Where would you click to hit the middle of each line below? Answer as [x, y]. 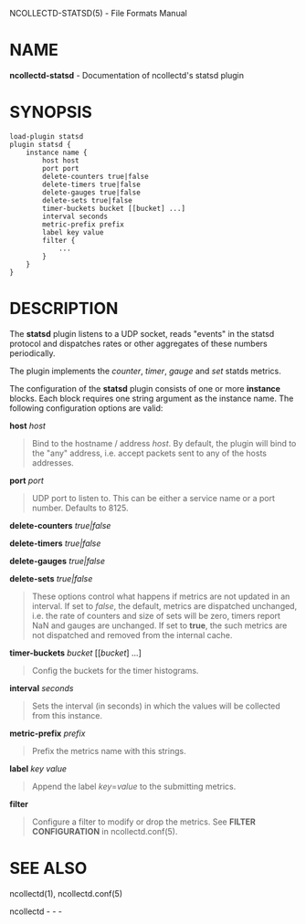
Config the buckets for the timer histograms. [115, 670]
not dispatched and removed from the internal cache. [132, 635]
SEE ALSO [48, 868]
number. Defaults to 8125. [80, 508]
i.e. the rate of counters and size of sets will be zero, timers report [156, 615]
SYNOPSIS [51, 112]
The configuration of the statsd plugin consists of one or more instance [145, 388]
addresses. [53, 462]
